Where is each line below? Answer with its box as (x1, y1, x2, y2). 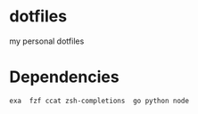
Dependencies (9, 67, 120, 87)
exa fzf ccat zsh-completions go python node (9, 96, 190, 105)
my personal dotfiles (9, 36, 85, 46)
